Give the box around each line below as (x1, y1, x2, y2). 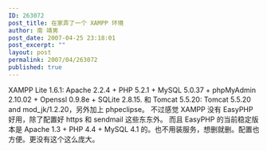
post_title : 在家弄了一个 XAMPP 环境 (8, 19, 124, 27)
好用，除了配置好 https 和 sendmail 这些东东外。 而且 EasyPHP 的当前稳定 (8, 114, 253, 124)
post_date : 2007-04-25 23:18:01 (8, 33, 116, 42)
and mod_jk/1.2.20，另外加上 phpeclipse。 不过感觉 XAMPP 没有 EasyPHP (8, 104, 253, 114)
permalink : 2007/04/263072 (8, 56, 98, 64)
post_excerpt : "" (8, 41, 66, 49)
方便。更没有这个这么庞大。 (8, 134, 100, 144)
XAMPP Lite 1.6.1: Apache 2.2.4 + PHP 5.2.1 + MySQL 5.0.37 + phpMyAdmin (8, 85, 257, 95)
